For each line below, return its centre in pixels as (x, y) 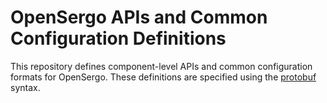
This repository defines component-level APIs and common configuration (161, 66)
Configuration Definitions (118, 38)
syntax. (25, 87)
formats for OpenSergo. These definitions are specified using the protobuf (163, 77)
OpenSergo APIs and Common (139, 17)
